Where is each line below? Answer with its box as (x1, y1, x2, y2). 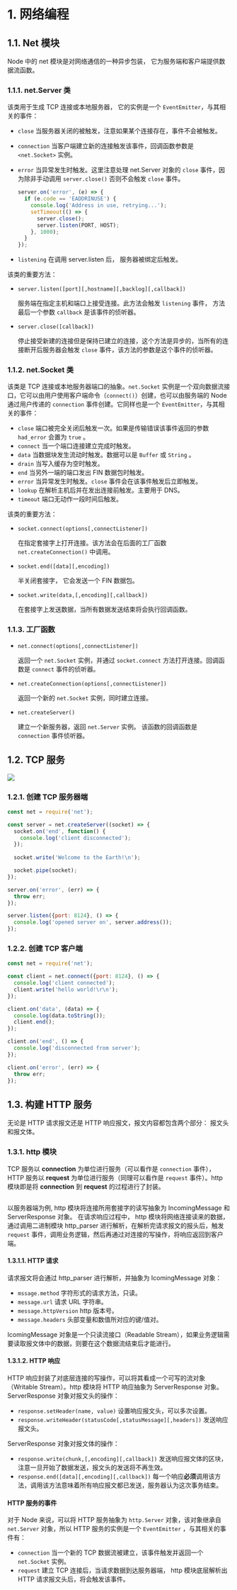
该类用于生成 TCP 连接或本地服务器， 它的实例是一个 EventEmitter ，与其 (7, 103, 220, 111)
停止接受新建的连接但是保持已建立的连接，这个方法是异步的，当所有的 (17, 337, 223, 345)
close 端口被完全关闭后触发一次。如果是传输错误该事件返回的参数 (17, 424, 209, 432)
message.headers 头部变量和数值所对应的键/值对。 (17, 1315, 163, 1323)
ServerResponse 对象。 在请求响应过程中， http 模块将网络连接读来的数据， (7, 1212, 229, 1221)
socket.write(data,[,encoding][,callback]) (17, 592, 149, 599)
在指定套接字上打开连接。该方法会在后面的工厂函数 (17, 539, 167, 547)
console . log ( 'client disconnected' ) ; (20, 834, 132, 841)
